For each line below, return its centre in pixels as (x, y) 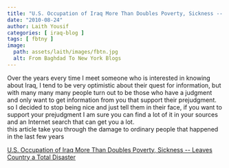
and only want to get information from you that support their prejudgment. (112, 100)
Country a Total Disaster (42, 157)
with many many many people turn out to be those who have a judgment (110, 92)
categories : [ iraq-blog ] (46, 33)
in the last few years (36, 136)
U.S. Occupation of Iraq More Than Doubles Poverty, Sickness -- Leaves (110, 149)
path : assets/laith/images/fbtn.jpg (66, 52)
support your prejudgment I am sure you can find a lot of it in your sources (113, 114)
